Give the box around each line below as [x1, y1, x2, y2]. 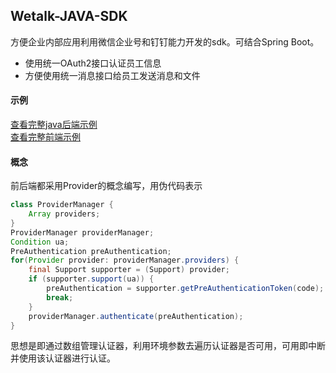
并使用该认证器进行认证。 [10, 352, 116, 364]
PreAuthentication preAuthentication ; [10, 246, 172, 256]
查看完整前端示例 [10, 131, 81, 143]
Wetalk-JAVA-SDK [10, 8, 128, 25]
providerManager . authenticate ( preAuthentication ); [28, 311, 244, 321]
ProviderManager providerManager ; [10, 227, 155, 238]
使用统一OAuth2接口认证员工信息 [24, 57, 162, 69]
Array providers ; [28, 209, 101, 219]
